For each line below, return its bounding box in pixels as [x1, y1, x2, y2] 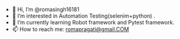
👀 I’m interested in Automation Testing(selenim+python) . [12, 12, 156, 19]
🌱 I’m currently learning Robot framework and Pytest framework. [12, 19, 175, 26]
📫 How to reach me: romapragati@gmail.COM [12, 26, 129, 33]
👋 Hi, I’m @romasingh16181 [12, 6, 79, 13]
